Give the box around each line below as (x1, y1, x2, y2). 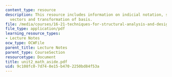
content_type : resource (5, 7, 56, 13)
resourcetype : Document (5, 54, 56, 60)
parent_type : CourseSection (5, 50, 66, 55)
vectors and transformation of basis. (10, 17, 93, 22)
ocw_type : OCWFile (5, 41, 45, 46)
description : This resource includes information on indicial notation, (5, 12, 164, 17)
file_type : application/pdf (5, 26, 66, 31)
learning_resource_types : (5, 31, 60, 36)
